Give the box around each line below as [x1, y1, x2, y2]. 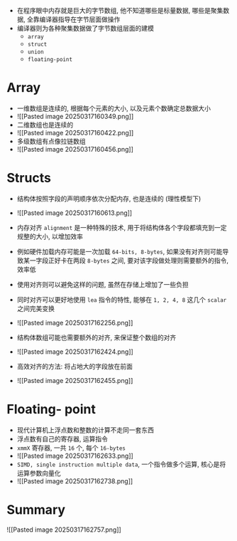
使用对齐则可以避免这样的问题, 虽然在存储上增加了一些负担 [16, 280, 189, 288]
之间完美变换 [16, 304, 55, 312]
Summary [6, 502, 65, 518]
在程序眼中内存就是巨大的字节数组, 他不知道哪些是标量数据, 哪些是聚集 [16, 6, 224, 14]
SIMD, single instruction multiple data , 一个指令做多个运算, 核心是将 [16, 460, 226, 468]
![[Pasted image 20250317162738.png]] [16, 476, 133, 485]
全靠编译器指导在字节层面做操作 [26, 15, 121, 23]
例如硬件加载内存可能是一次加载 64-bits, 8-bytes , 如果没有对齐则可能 [16, 247, 223, 256]
